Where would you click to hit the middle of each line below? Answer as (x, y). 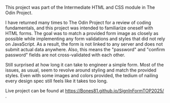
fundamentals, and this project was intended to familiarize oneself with (79, 28)
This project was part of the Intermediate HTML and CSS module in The (80, 7)
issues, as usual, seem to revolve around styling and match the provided (81, 70)
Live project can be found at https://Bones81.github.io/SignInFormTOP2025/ (85, 91)
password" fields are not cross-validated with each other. (65, 55)
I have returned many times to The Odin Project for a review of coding (78, 23)
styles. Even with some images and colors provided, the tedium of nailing (82, 75)
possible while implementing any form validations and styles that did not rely (85, 39)
